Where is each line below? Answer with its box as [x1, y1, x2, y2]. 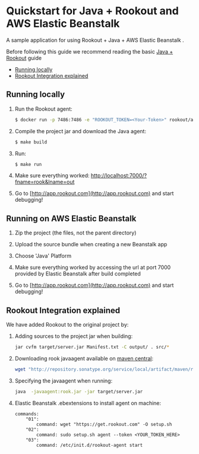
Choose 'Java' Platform [14, 252, 72, 259]
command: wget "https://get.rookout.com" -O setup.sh [36, 421, 172, 427]
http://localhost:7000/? [91, 172, 147, 179]
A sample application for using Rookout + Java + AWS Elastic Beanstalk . [6, 36, 184, 43]
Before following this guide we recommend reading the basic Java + [6, 48, 173, 55]
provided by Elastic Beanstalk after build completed [14, 270, 141, 277]
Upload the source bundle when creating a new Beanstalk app [14, 241, 168, 248]
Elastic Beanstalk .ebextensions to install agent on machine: [14, 399, 162, 406]
